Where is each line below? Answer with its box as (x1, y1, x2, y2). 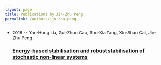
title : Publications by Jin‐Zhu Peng (5, 12, 83, 17)
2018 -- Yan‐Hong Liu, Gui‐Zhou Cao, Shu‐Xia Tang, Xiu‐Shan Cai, (12, 30, 147, 36)
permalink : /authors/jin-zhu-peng (5, 16, 77, 21)
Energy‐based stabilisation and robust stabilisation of (12, 47, 145, 54)
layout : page (5, 7, 32, 12)
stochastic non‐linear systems (12, 54, 88, 61)
